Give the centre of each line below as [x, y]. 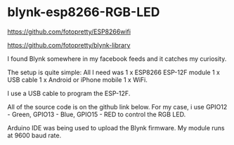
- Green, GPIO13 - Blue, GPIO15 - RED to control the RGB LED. [97, 114]
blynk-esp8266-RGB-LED [84, 12]
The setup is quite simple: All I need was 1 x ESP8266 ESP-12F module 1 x [113, 72]
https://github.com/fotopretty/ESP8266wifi [69, 32]
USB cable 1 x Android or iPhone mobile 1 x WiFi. [77, 80]
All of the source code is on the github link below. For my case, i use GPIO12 [117, 106]
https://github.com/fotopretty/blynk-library [69, 45]
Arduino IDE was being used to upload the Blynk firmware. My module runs [116, 127]
